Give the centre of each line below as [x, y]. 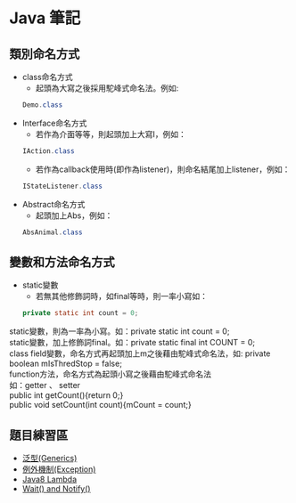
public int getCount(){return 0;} [66, 395]
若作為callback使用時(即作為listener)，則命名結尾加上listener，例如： [163, 169]
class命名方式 [47, 77]
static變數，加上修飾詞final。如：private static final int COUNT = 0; [132, 343]
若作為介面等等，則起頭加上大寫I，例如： [111, 134]
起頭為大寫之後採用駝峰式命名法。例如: [107, 88]
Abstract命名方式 [53, 204]
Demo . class [42, 105]
